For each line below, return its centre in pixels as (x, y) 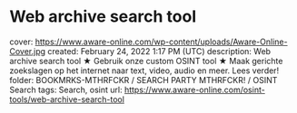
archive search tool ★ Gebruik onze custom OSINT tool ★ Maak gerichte (146, 61)
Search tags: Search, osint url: (66, 89)
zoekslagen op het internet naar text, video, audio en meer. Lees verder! (144, 71)
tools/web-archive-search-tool (67, 99)
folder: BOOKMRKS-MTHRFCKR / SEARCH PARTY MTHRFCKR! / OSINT (144, 80)
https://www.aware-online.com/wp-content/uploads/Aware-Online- (161, 42)
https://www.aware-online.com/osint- (194, 89)
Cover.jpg (28, 51)
